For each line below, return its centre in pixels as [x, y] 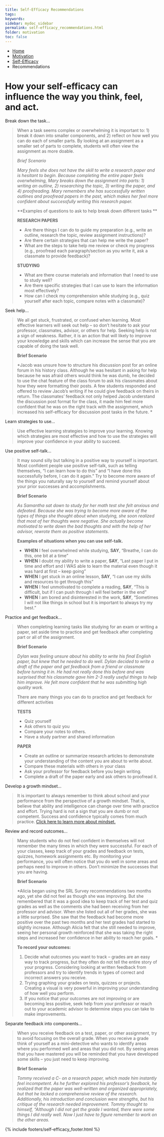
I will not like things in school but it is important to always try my [88, 602]
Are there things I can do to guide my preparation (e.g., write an [88, 230]
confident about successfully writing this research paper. [75, 201]
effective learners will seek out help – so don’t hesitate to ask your [83, 325]
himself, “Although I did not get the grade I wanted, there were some [86, 1109]
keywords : [15, 19]
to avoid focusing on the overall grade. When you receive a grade [83, 1038]
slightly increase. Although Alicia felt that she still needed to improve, [86, 927]
